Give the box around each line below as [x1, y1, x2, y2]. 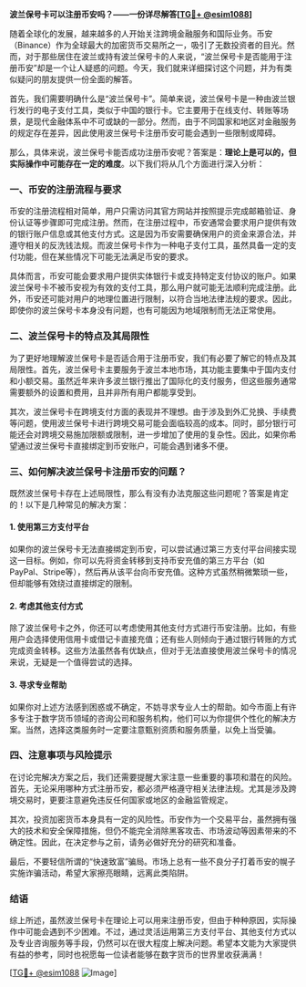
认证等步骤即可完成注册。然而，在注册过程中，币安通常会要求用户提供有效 [16, 217, 297, 228]
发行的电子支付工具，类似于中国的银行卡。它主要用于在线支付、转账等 [16, 105, 280, 115]
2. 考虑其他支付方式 [9, 600, 84, 611]
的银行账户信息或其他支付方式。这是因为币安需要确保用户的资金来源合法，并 [9, 228, 297, 240]
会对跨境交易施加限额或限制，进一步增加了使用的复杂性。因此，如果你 [25, 429, 289, 440]
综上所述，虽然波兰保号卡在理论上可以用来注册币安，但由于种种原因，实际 [9, 915, 289, 926]
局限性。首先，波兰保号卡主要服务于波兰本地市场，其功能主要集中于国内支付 [9, 364, 297, 375]
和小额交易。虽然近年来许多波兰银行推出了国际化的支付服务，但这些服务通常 [9, 375, 297, 386]
